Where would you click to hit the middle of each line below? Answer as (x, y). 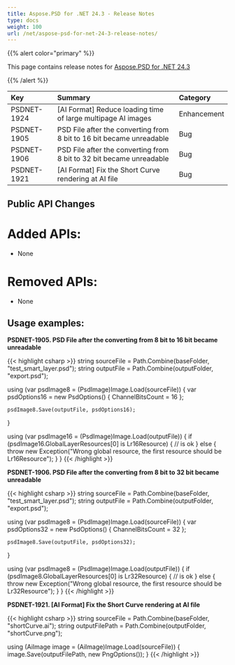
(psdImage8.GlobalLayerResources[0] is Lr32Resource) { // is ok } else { (111, 577)
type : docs (23, 20)
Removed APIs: (52, 282)
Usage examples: (46, 323)
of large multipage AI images (104, 119)
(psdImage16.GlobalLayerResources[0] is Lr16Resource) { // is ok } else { (112, 444)
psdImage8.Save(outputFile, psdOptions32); (72, 542)
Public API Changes (51, 204)
